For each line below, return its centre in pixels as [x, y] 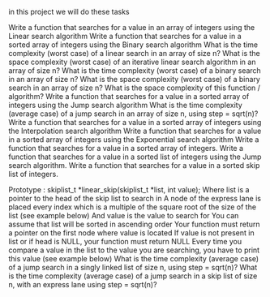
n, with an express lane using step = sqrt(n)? [83, 284]
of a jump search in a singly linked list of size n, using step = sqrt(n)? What [133, 267]
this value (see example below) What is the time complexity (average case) [134, 258]
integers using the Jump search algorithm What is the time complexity [126, 105]
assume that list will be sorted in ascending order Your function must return [135, 224]
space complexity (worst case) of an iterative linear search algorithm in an [132, 62]
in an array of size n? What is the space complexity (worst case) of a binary [135, 79]
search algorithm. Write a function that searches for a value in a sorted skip [134, 165]
